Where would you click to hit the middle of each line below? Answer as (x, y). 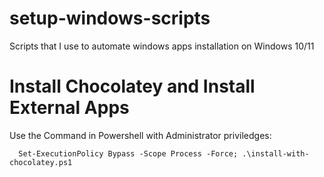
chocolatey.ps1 (41, 162)
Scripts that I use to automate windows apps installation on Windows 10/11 (162, 46)
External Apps (69, 108)
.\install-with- (276, 153)
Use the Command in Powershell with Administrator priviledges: (140, 135)
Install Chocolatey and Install (132, 86)
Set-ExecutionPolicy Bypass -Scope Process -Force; (128, 153)
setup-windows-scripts (110, 18)
